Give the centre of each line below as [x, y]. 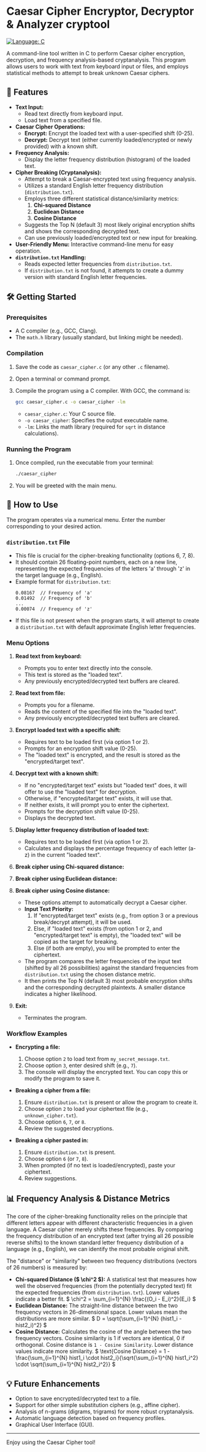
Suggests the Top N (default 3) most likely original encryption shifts [109, 224]
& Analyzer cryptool [58, 24]
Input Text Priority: [49, 909]
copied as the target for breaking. [76, 942]
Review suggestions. [51, 1178]
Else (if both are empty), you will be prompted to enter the [107, 949]
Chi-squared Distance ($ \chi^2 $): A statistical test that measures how [106, 1279]
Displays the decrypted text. [60, 818]
